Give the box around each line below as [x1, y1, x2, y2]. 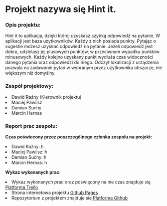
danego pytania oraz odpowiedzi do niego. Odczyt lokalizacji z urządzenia [5, 59, 159, 66]
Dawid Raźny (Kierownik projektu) [12, 94, 82, 100]
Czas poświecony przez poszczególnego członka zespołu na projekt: [5, 134, 152, 140]
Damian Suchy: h [12, 154, 47, 160]
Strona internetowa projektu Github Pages [12, 189, 98, 196]
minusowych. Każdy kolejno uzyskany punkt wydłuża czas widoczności [5, 54, 153, 60]
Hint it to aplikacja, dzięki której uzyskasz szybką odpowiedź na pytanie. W [5, 33, 160, 39]
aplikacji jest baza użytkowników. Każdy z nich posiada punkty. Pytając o [5, 38, 156, 44]
